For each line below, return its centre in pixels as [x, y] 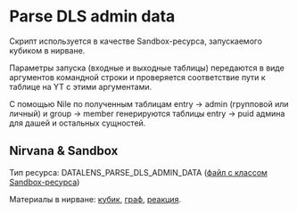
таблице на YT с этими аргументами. [81, 86]
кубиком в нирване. [47, 50]
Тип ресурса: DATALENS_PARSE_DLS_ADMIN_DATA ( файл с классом [138, 172]
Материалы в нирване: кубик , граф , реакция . [95, 199]
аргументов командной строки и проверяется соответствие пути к [137, 77]
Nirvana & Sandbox [64, 151]
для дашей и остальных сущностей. [78, 123]
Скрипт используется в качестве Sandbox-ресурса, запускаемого [136, 41]
